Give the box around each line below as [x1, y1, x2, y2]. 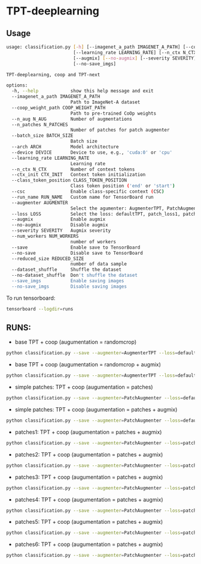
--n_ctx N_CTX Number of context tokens [11, 166, 135, 172]
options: [6, 82, 28, 88]
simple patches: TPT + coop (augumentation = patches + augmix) [14, 406, 178, 413]
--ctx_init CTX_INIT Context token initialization [11, 172, 146, 178]
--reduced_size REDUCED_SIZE [11, 255, 84, 262]
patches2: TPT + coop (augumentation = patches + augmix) [14, 450, 163, 458]
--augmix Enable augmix [11, 216, 106, 223]
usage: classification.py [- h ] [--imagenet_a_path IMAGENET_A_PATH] [6, 44, 181, 50]
